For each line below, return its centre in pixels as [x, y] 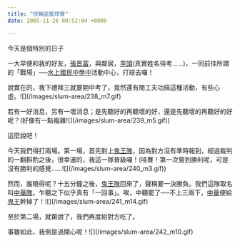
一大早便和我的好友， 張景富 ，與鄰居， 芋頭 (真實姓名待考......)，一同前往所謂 [119, 63]
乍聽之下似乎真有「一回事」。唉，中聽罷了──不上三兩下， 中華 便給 [135, 192]
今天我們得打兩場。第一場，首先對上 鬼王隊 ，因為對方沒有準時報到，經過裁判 [120, 150]
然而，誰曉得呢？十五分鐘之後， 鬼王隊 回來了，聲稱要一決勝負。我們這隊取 [117, 183]
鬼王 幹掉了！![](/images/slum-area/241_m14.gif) [78, 201]
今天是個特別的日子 [36, 48]
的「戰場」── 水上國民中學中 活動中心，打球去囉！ [81, 72]
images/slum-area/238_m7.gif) [76, 96]
